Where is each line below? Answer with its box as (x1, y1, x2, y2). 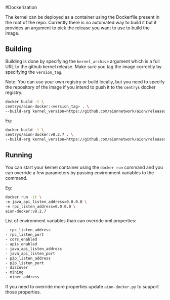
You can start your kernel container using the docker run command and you (5, 164, 163, 170)
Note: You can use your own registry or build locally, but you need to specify (5, 78, 165, 85)
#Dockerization (5, 5, 37, 10)
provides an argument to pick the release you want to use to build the (5, 25, 150, 31)
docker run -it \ (5, 194, 42, 199)
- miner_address (5, 275, 39, 280)
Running (5, 151, 33, 160)
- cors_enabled (5, 237, 37, 242)
